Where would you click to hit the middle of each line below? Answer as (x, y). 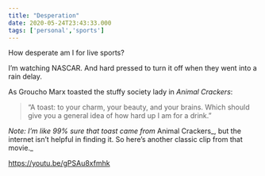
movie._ (21, 148)
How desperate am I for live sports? (66, 53)
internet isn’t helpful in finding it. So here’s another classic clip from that (126, 140)
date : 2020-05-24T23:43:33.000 (60, 23)
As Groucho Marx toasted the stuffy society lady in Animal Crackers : (121, 92)
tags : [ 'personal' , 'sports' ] (56, 30)
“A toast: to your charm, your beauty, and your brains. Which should (138, 107)
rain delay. (25, 77)
